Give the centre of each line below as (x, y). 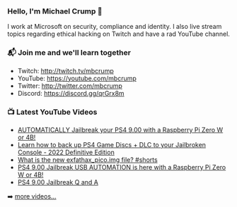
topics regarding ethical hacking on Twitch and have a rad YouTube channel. (118, 34)
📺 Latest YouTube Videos (52, 112)
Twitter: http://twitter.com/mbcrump (70, 86)
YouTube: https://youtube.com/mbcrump (77, 78)
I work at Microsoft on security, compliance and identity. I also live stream (115, 27)
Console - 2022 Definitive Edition (66, 152)
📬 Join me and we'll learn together (69, 53)
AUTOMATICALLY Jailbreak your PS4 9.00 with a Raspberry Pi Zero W (120, 130)
